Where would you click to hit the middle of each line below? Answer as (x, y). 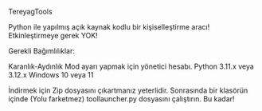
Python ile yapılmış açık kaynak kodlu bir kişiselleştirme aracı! (109, 27)
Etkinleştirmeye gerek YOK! (53, 36)
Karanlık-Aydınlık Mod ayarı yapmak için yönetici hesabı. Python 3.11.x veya (131, 66)
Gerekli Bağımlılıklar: (42, 51)
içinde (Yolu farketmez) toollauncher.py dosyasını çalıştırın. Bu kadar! (121, 99)
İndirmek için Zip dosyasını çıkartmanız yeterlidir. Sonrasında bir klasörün (128, 90)
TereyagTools (31, 12)
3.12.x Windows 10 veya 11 (51, 75)
